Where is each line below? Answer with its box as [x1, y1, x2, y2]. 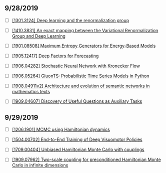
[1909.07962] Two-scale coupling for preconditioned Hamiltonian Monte [11, 156, 161, 162]
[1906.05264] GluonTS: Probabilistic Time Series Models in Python [11, 73, 149, 79]
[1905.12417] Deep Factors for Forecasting [11, 53, 99, 59]
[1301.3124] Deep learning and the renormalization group [11, 17, 129, 23]
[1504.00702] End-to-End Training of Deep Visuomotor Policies [11, 136, 143, 142]
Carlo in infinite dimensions [11, 162, 68, 168]
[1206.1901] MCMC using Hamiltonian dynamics [11, 126, 110, 132]
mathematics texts [11, 89, 50, 95]
